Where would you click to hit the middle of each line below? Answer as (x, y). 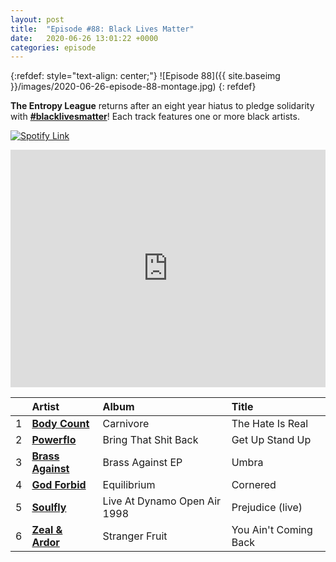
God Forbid (59, 485)
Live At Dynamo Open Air (162, 501)
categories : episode (53, 47)
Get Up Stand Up (271, 440)
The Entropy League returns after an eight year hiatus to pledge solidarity (162, 106)
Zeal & (47, 530)
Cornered (254, 485)
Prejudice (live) (267, 508)
